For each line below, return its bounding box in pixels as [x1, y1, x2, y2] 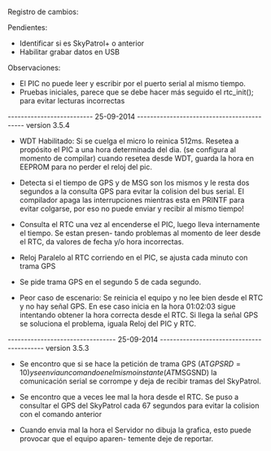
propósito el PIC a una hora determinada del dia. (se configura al [19, 145, 237, 154]
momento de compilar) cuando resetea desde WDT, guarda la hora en [19, 154, 254, 163]
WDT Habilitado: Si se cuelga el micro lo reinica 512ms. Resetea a [19, 136, 239, 146]
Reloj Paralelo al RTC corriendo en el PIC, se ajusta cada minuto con [19, 252, 248, 262]
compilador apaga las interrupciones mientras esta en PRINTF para [19, 195, 245, 204]
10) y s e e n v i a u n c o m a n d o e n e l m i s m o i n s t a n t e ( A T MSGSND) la [19, 368, 217, 377]
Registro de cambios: [7, 7, 79, 16]
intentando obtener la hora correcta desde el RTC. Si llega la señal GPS [19, 310, 259, 320]
